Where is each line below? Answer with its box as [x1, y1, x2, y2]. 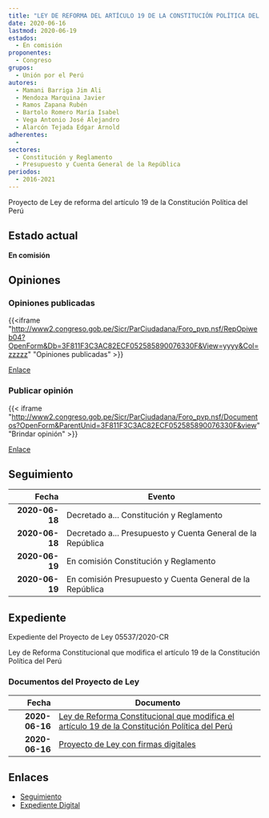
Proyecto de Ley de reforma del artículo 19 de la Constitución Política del [8, 197, 248, 207]
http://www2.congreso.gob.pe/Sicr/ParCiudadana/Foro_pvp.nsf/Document [11, 411, 259, 421]
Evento [147, 491, 176, 503]
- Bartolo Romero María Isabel [15, 109, 120, 117]
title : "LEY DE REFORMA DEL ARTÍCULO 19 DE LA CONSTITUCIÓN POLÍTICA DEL [8, 11, 260, 20]
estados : [8, 34, 38, 42]
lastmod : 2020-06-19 [8, 26, 78, 34]
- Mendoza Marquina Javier [15, 94, 106, 102]
